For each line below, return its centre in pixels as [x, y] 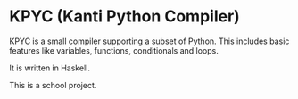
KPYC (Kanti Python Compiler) [125, 16]
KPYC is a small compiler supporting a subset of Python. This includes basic [149, 41]
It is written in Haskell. [50, 68]
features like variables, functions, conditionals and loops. [114, 50]
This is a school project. [53, 85]
